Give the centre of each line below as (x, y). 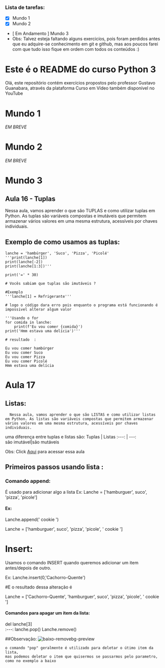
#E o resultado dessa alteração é (39, 587)
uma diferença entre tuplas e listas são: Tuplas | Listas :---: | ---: (71, 437)
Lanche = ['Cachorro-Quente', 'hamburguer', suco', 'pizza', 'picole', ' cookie (82, 596)
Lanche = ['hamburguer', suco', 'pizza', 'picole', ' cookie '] (64, 529)
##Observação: (21, 639)
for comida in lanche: (28, 322)
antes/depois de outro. (28, 568)
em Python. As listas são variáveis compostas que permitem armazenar (79, 419)
